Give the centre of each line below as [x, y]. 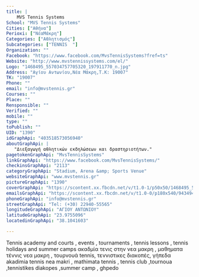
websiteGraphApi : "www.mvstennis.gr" [53, 177]
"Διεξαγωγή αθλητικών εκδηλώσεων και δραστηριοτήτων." [83, 149]
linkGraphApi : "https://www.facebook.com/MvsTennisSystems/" [83, 160]
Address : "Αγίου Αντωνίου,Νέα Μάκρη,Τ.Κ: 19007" [67, 72]
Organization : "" [28, 50]
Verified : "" [22, 111]
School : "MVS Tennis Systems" [44, 22]
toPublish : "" [24, 127]
